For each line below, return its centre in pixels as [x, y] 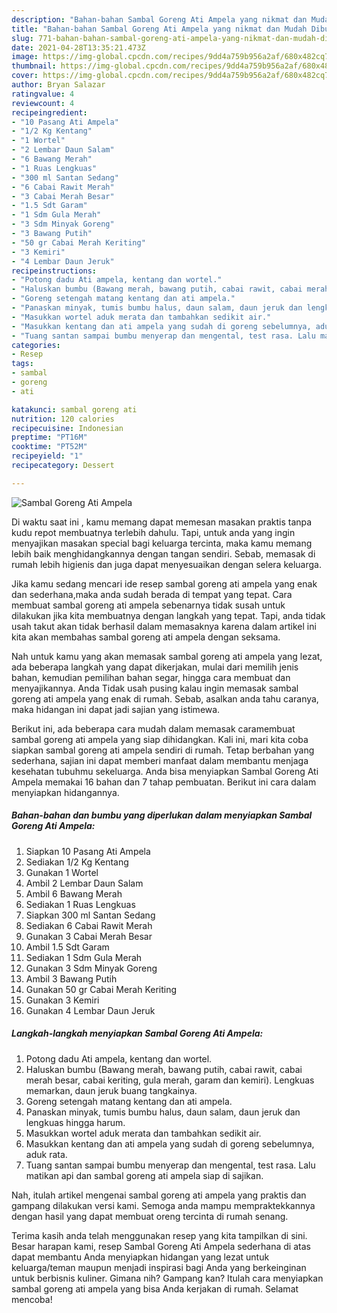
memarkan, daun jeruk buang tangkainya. [111, 1090]
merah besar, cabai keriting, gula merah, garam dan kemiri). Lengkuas [170, 1080]
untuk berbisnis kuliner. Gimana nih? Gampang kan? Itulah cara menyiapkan [167, 1278]
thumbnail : [34, 66]
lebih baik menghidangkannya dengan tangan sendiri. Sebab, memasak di [163, 553]
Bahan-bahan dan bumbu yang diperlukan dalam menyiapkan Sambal [162, 815]
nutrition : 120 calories [63, 419]
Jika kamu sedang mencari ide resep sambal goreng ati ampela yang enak [164, 583]
